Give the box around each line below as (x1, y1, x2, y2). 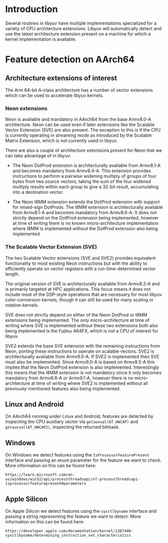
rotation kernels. (5, 302, 39, 308)
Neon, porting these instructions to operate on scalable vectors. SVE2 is (5, 348, 154, 354)
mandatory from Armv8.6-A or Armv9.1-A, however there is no (5, 375, 134, 381)
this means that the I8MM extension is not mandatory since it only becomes (5, 369, 162, 375)
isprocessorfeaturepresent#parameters (5, 481, 86, 486)
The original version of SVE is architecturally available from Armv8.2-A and (5, 280, 160, 287)
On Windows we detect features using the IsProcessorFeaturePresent (5, 452, 149, 458)
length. (5, 271, 20, 277)
